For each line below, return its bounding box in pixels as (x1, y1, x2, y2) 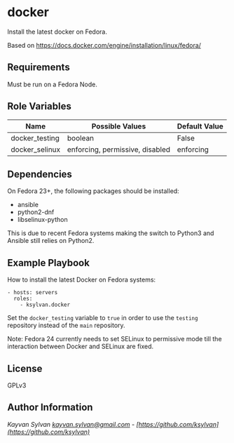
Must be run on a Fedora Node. (7, 80, 98, 88)
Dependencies (7, 168, 72, 180)
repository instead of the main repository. (7, 321, 125, 330)
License (7, 362, 43, 374)
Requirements (7, 61, 70, 74)
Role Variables (7, 100, 71, 112)
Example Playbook (7, 257, 90, 269)
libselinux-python (17, 216, 68, 224)
